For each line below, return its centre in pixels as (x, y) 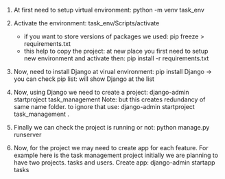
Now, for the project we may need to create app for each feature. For (111, 148)
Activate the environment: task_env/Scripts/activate (86, 23)
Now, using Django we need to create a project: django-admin (101, 92)
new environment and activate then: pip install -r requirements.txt (116, 58)
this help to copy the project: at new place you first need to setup (116, 51)
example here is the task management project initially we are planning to (116, 155)
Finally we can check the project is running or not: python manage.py (111, 127)
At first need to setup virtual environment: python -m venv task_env (109, 10)
